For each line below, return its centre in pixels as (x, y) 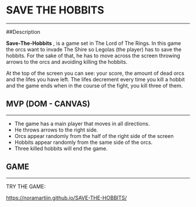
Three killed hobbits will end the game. (61, 148)
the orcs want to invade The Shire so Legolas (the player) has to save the (94, 49)
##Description (23, 32)
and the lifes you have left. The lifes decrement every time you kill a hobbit (95, 79)
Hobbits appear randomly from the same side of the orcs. (83, 142)
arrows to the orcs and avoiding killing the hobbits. (67, 61)
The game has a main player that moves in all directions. (82, 123)
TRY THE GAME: (26, 186)
